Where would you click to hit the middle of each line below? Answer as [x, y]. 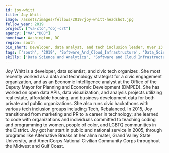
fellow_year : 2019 [24, 24]
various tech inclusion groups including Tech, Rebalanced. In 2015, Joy [79, 109]
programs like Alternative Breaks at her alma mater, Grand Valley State [78, 136]
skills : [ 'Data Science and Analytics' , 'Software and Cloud [71, 57]
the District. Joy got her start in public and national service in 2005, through [84, 130]
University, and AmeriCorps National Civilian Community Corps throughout [82, 141]
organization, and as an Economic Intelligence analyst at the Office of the [81, 82]
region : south [20, 43]
